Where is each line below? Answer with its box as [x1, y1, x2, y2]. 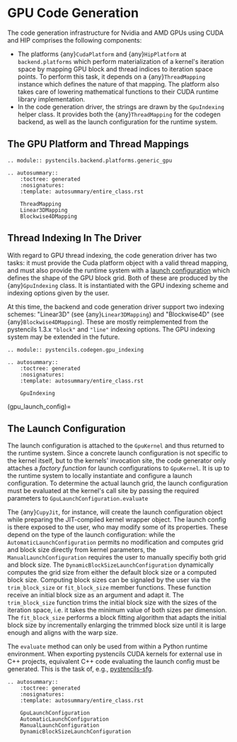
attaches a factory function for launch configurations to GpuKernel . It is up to [7, 464, 230, 472]
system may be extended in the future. [7, 332, 120, 341]
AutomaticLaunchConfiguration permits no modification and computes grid [7, 538, 224, 547]
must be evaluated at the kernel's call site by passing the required [7, 487, 200, 495]
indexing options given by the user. [7, 289, 110, 297]
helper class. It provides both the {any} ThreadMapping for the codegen [17, 110, 221, 118]
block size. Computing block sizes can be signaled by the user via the [7, 576, 211, 585]
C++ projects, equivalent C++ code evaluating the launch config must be [7, 658, 220, 666]
